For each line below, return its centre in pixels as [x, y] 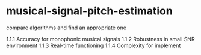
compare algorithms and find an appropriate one [66, 27]
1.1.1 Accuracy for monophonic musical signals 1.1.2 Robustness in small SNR [100, 39]
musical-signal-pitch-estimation [89, 11]
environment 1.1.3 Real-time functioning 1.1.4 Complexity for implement [94, 45]
